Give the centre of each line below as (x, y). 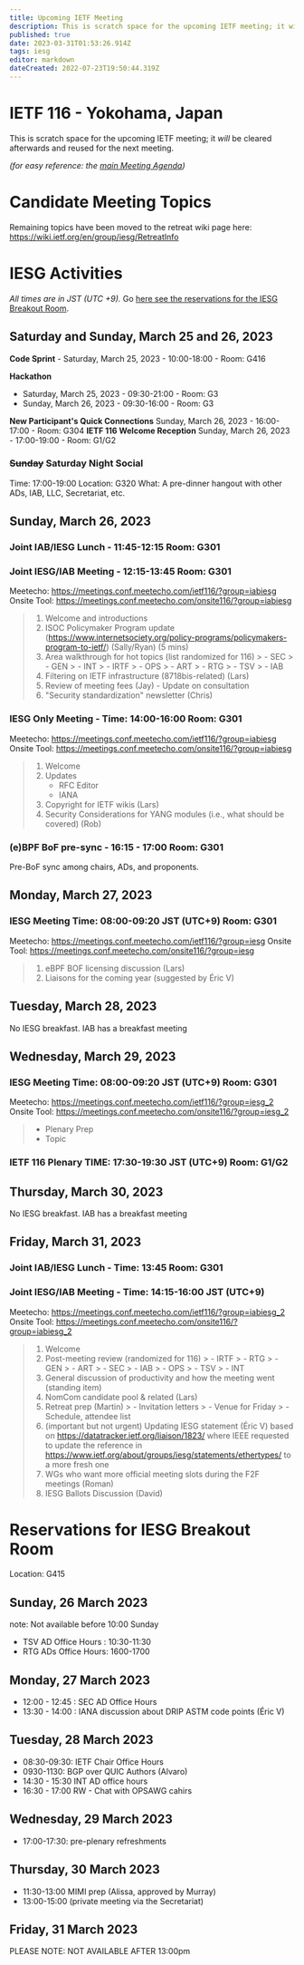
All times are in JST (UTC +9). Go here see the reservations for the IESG (144, 298)
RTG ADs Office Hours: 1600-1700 (86, 1651)
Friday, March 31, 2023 (76, 1242)
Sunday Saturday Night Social (76, 463)
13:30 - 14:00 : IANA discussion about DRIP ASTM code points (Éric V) (153, 1712)
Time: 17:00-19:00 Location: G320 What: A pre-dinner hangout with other (146, 483)
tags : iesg (30, 52)
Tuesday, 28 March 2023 (81, 1740)
